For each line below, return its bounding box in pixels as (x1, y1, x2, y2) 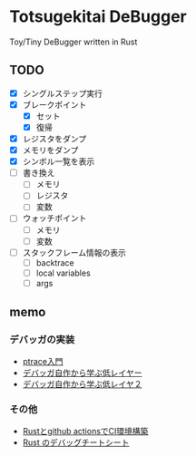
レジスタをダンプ (22, 133, 87, 144)
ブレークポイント (22, 99, 87, 110)
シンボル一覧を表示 (22, 156, 95, 167)
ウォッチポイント (22, 213, 87, 224)
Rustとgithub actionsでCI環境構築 (22, 425, 149, 436)
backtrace (35, 257, 74, 268)
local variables (35, 267, 91, 278)
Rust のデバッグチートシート (22, 437, 130, 448)
